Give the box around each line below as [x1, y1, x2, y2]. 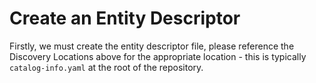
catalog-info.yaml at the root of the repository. [9, 61, 204, 73]
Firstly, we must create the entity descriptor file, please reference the [9, 40, 295, 52]
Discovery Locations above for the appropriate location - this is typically [9, 50, 307, 62]
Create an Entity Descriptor [9, 7, 241, 30]
